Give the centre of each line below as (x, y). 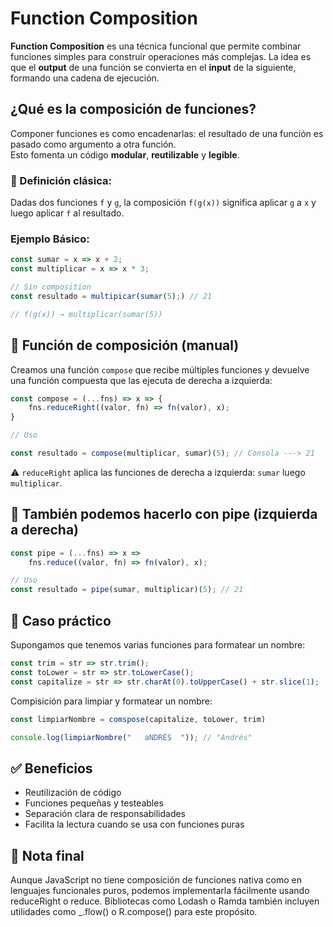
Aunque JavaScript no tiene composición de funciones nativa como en (156, 880)
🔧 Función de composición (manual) (125, 345)
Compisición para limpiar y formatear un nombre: (111, 701)
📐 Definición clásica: (61, 180)
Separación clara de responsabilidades (105, 814)
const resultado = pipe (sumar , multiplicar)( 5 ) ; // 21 (127, 590)
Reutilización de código (73, 793)
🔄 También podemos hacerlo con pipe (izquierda (164, 514)
